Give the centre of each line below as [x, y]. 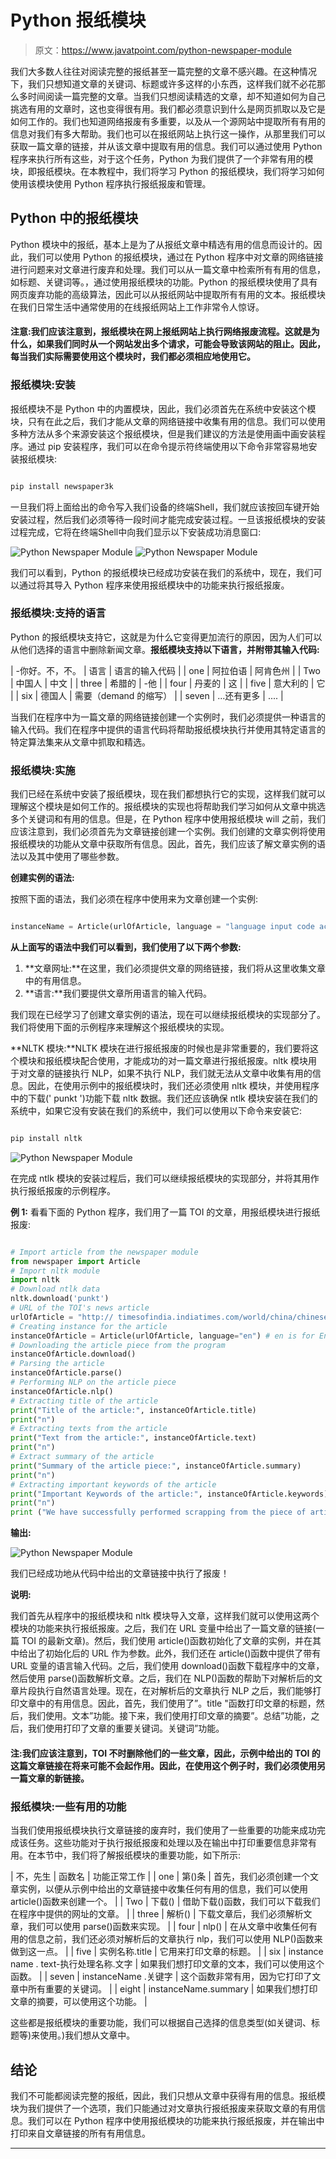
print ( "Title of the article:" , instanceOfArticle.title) [133, 1410]
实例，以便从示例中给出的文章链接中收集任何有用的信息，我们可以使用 [163, 1889]
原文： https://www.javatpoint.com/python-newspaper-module [163, 50]
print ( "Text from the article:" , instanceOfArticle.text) [133, 1438]
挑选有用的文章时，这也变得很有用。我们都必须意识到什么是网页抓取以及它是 [168, 108]
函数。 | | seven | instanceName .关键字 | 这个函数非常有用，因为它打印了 [161, 1977]
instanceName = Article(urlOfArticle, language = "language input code [162, 927]
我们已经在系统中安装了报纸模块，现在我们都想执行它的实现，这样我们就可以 [168, 794]
